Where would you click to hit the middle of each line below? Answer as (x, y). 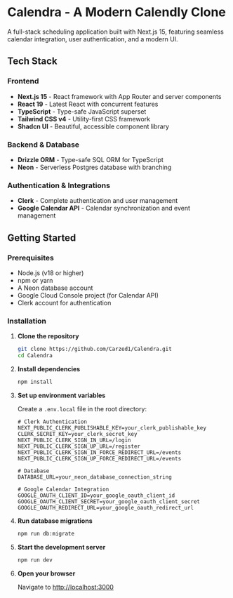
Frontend (23, 81)
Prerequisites (31, 258)
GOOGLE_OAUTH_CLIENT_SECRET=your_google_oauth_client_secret (109, 501)
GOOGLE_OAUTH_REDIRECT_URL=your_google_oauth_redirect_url (106, 507)
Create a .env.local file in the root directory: (82, 408)
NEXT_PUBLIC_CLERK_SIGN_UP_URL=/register (79, 446)
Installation (27, 321)
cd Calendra (35, 356)
